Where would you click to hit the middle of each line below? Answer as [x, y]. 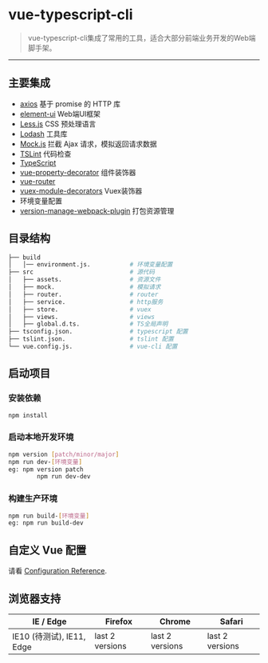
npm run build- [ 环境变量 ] [49, 516]
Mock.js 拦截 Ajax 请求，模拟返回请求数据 [88, 144]
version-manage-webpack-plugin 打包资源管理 [97, 210]
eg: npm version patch [46, 469]
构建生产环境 [33, 499]
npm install [28, 415]
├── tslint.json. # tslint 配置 [91, 339]
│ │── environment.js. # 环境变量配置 [91, 265]
